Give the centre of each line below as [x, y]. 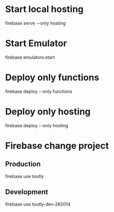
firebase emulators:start [30, 57]
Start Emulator [36, 43]
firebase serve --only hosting [36, 23]
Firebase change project [57, 146]
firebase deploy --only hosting [37, 125]
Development [27, 192]
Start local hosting [44, 9]
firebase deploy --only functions [39, 91]
